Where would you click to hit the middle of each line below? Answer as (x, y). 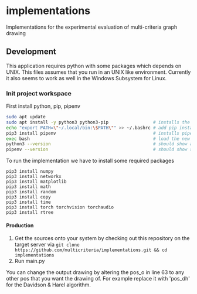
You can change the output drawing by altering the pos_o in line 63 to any (95, 272)
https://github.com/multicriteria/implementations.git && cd (91, 250)
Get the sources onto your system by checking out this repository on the (102, 238)
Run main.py (30, 261)
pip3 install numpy (30, 172)
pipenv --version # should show (97, 150)
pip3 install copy (28, 197)
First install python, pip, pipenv (43, 106)
